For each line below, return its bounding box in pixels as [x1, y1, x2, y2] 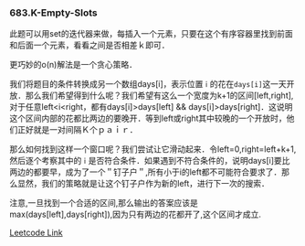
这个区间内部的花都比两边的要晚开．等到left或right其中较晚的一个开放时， [9, 112, 288, 124]
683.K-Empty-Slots [9, 6, 98, 19]
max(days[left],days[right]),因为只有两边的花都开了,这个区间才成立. [9, 209, 262, 220]
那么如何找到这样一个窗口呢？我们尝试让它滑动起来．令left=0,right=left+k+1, [9, 144, 297, 155]
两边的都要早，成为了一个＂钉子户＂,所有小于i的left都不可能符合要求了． [9, 166, 282, 177]
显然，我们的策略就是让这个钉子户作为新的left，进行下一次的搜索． [16, 178, 269, 189]
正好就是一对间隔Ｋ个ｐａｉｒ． [16, 124, 138, 135]
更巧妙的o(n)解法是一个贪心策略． [9, 59, 137, 70]
